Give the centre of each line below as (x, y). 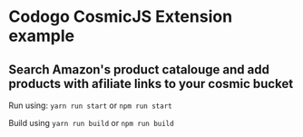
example (42, 36)
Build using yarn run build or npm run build (91, 123)
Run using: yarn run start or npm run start (91, 105)
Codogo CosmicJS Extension (121, 17)
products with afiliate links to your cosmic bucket (151, 83)
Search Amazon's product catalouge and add (139, 69)
